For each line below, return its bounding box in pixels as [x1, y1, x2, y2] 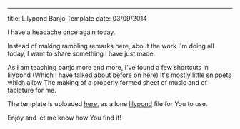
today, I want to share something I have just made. [7, 49, 156, 58]
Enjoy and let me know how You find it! [7, 113, 121, 122]
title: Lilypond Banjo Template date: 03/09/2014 [7, 14, 148, 22]
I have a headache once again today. [7, 28, 116, 36]
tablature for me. [7, 86, 57, 94]
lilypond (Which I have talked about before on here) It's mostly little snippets [7, 71, 232, 79]
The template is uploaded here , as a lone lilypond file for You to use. [7, 100, 208, 108]
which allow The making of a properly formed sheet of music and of [7, 78, 207, 86]
